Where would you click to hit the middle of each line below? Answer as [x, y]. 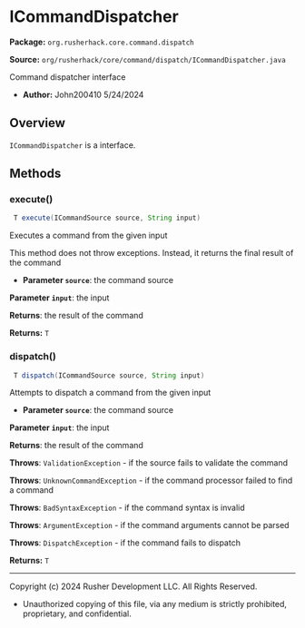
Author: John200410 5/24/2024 [83, 94]
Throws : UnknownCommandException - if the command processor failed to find [151, 481]
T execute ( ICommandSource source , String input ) [107, 218]
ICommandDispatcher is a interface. [73, 145]
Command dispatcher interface [68, 77]
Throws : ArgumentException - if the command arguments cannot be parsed [149, 525]
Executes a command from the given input [89, 235]
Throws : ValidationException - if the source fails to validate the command [149, 463]
